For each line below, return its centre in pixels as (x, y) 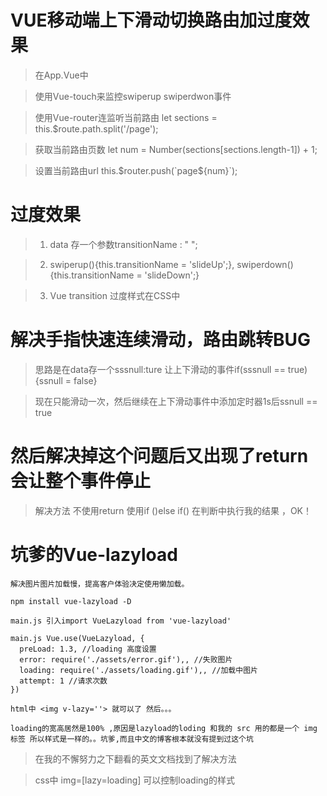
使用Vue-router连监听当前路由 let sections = (126, 117)
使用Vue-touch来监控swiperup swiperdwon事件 (133, 96)
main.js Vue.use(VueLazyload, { (77, 638)
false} (85, 380)
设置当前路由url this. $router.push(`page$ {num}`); (136, 170)
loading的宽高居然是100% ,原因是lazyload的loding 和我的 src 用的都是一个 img (164, 728)
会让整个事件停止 (81, 481)
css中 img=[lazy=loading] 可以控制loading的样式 (134, 780)
